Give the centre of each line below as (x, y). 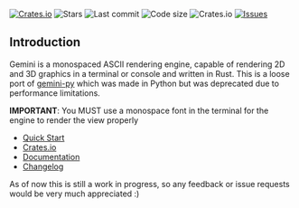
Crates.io (39, 147)
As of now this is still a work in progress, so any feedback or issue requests (150, 184)
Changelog (43, 166)
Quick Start (43, 137)
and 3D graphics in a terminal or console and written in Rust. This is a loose (150, 73)
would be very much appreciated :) (75, 194)
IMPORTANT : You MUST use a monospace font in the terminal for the (139, 110)
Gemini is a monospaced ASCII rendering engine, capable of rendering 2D (147, 64)
